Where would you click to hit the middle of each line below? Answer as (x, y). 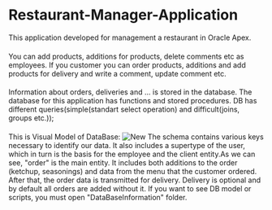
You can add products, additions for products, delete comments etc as (126, 56)
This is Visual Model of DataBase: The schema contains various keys (136, 137)
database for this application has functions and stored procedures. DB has (133, 101)
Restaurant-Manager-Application (123, 15)
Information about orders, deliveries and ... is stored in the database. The (130, 92)
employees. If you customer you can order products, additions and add (127, 65)
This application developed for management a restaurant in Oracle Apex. (130, 37)
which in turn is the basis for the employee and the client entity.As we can (132, 154)
